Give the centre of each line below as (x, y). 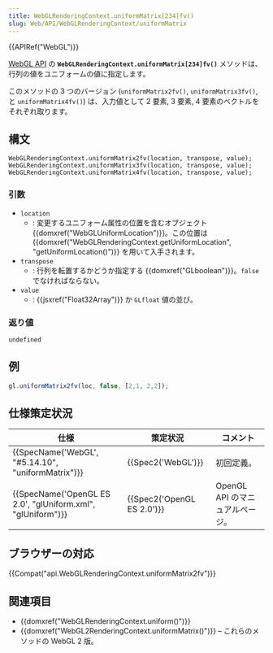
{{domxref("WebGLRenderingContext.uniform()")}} (105, 621)
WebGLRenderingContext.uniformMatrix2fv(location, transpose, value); (130, 159)
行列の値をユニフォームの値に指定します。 (79, 73)
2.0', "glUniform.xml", (54, 504)
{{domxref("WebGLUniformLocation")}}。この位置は (120, 233)
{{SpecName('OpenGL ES (62, 494)
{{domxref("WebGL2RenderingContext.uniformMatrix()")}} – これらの (136, 631)
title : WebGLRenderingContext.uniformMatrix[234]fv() (102, 16)
